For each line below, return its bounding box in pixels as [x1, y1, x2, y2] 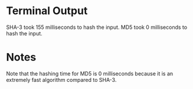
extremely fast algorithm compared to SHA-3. [6, 76, 117, 83]
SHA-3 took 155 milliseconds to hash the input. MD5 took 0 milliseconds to [6, 24, 188, 31]
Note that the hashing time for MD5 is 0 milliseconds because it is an [6, 70, 174, 77]
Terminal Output [6, 4, 88, 18]
